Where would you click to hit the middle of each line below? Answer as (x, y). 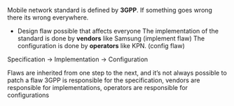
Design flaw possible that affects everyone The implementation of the (118, 31)
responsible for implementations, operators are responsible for (97, 88)
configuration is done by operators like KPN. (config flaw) (101, 46)
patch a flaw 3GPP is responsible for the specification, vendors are (104, 80)
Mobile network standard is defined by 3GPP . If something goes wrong (110, 10)
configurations (28, 95)
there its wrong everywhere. (48, 17)
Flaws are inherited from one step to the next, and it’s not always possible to (117, 73)
